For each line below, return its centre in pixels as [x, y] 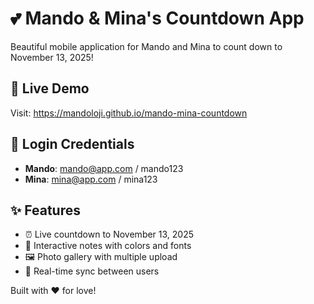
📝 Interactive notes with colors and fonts [108, 246]
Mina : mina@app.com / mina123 [91, 179]
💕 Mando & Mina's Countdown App [157, 18]
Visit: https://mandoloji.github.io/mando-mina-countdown [129, 113]
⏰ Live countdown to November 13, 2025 [109, 234]
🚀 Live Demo [50, 88]
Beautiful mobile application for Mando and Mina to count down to [146, 46]
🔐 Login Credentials [72, 144]
